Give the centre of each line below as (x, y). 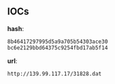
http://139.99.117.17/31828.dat (54, 73)
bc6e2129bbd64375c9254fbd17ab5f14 (58, 48)
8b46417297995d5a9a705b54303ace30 (58, 42)
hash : (16, 28)
